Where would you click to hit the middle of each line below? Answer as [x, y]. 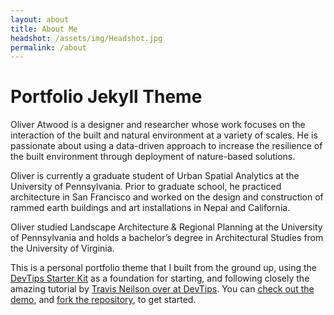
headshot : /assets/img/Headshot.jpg [86, 38]
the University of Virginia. [62, 248]
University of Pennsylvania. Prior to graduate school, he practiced [146, 187]
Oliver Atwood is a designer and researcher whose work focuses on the [158, 125]
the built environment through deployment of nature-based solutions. [153, 157]
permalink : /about [48, 47]
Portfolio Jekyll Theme [106, 97]
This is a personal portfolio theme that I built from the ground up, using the [163, 268]
